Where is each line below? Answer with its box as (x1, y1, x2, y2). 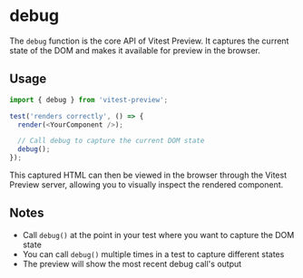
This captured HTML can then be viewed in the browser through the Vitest (9, 169, 288, 180)
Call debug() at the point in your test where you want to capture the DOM (22, 229, 295, 240)
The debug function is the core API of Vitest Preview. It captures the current (9, 35, 289, 46)
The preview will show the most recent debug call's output (22, 258, 242, 269)
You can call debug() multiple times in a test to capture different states (22, 248, 285, 259)
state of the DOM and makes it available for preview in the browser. (9, 44, 261, 55)
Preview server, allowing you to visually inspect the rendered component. (9, 179, 284, 190)
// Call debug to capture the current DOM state (17, 137, 205, 146)
